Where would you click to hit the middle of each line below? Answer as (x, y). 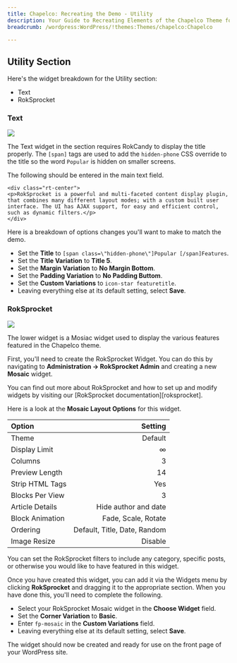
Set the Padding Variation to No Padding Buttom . (90, 276)
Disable (153, 541)
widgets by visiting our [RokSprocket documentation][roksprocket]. (105, 395)
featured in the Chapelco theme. (54, 345)
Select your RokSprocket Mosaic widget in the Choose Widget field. (117, 608)
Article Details (34, 506)
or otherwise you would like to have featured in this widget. (93, 566)
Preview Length (37, 472)
